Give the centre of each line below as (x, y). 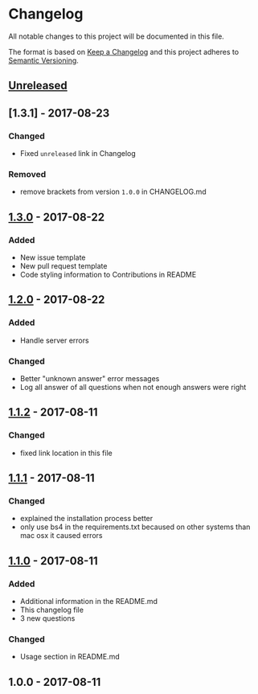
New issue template (53, 257)
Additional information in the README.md (89, 602)
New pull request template (63, 266)
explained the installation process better (86, 519)
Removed (27, 174)
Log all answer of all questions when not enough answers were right (133, 387)
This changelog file (52, 610)
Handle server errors (55, 340)
